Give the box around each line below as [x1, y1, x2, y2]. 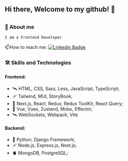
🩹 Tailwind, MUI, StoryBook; [12, 93, 72, 99]
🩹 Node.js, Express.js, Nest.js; [12, 142, 77, 148]
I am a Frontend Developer [5, 35, 62, 40]
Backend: [5, 125, 25, 131]
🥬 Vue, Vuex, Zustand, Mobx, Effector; [12, 105, 93, 112]
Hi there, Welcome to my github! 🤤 [5, 5, 116, 14]
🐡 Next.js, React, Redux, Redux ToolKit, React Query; [12, 100, 123, 106]
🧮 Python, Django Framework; [12, 136, 75, 143]
